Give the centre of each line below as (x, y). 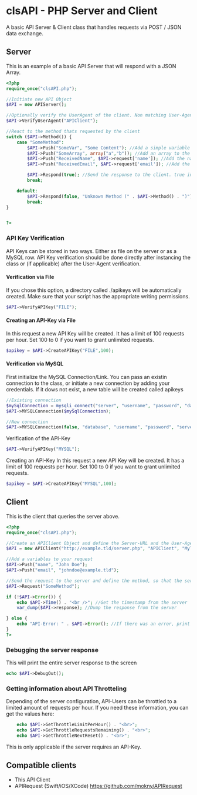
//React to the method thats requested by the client (73, 131)
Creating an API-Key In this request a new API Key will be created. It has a (95, 461)
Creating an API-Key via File (41, 320)
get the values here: (30, 714)
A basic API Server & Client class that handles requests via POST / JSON (94, 27)
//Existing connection (34, 400)
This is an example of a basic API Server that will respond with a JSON (91, 66)
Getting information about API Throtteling (67, 688)
